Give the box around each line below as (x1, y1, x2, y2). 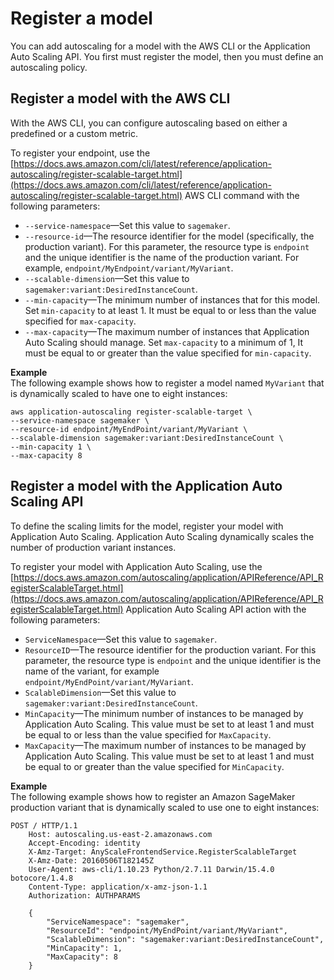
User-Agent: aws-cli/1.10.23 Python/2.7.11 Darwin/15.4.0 (28, 864, 275, 874)
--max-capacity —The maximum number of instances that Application (24, 325, 310, 337)
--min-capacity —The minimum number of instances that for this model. (24, 293, 321, 306)
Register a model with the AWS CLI (10, 90, 231, 107)
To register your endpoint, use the (10, 147, 151, 159)
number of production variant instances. (10, 541, 177, 553)
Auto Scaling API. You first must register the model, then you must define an (10, 50, 324, 62)
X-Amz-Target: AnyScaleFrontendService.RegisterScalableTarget (28, 847, 298, 857)
